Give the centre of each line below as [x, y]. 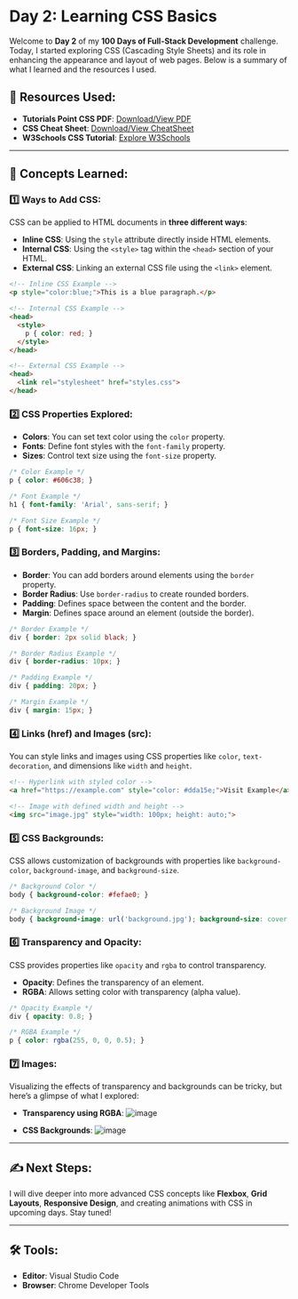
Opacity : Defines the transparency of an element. [113, 982]
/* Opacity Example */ [51, 1008]
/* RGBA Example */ [45, 1032]
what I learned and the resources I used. [83, 69]
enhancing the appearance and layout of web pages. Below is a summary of [148, 60]
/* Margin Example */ [49, 702]
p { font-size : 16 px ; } [53, 529]
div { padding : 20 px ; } [53, 686]
